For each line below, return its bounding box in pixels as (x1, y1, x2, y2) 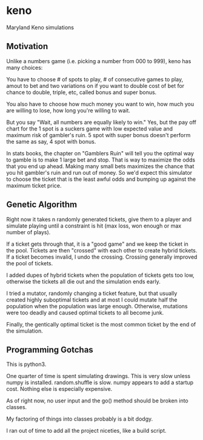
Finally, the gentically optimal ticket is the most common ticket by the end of (6, 320, 196, 328)
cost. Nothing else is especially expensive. (6, 385, 113, 393)
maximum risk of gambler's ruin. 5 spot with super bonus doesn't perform (6, 131, 191, 138)
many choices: (6, 64, 43, 71)
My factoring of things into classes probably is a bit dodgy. (6, 415, 153, 422)
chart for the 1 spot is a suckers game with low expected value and (6, 125, 173, 132)
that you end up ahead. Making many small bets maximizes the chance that (6, 162, 195, 170)
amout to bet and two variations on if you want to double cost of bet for (6, 82, 185, 89)
